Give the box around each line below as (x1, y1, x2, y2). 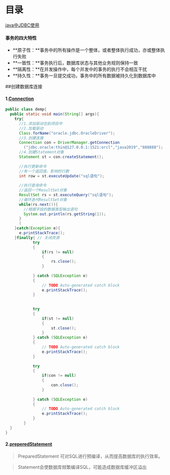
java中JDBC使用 (5, 22, 40, 28)
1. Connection (5, 95, 34, 102)
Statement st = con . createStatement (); (18, 154, 104, 160)
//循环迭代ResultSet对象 (18, 197, 67, 202)
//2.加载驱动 (18, 126, 44, 131)
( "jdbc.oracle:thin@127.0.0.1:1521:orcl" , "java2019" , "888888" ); (23, 145, 163, 150)
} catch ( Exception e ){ (14, 225, 60, 231)
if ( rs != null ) (41, 250, 74, 255)
